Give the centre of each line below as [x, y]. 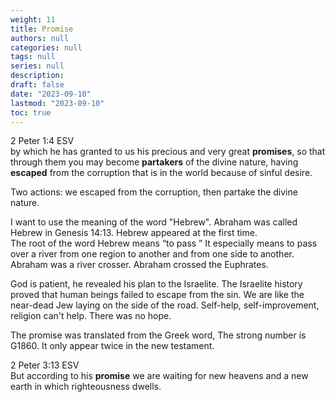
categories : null [46, 47]
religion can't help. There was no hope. [91, 316]
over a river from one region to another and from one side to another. [152, 254]
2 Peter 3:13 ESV [45, 365]
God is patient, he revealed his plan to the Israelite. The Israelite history [156, 284]
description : [37, 76]
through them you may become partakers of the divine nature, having [154, 162]
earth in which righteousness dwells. [86, 387]
